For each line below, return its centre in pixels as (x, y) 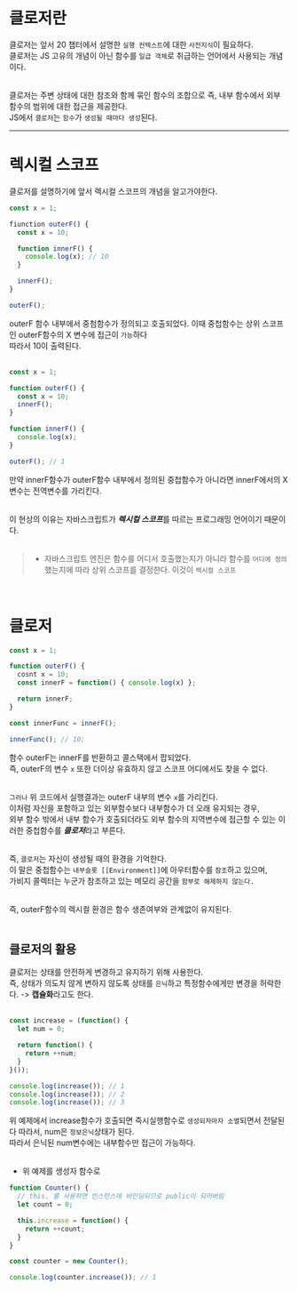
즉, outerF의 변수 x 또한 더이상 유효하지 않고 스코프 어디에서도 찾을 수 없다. (139, 768)
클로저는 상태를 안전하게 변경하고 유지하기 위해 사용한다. (106, 972)
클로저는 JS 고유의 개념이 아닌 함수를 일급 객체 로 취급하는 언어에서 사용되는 (138, 55)
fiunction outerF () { (49, 224)
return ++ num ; (51, 1054)
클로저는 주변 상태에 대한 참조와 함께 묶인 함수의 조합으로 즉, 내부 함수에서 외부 (145, 95)
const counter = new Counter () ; (69, 1262)
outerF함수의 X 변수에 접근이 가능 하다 (83, 334)
